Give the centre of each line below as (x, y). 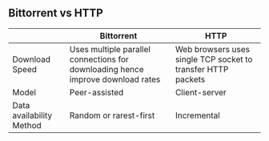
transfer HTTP (202, 69)
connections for (99, 59)
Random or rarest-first (112, 115)
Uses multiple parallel (110, 49)
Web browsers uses (213, 49)
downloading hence (106, 69)
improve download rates (115, 79)
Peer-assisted (96, 92)
